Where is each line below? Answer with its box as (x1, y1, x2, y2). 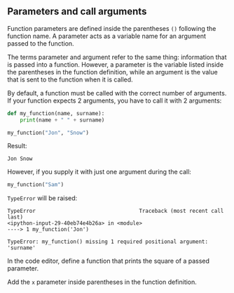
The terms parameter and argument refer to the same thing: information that (7, 53, 227, 61)
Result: (7, 142, 27, 150)
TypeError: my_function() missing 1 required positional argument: (7, 238, 209, 245)
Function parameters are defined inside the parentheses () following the (7, 24, 216, 32)
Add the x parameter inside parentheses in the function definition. (7, 278, 198, 287)
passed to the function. (7, 39, 75, 48)
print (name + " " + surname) (20, 116, 105, 124)
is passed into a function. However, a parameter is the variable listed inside (7, 60, 224, 69)
